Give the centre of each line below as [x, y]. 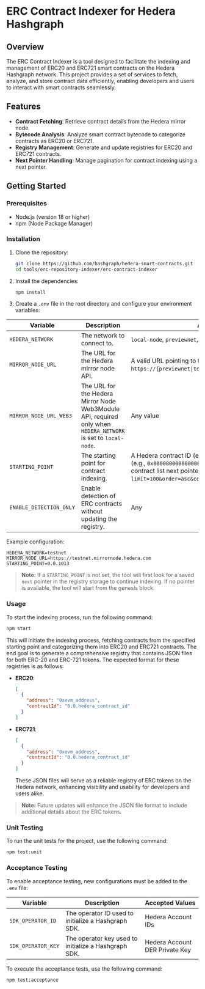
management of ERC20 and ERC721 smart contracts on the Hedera [91, 68]
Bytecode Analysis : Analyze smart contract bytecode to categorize [100, 134]
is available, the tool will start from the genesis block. [88, 588]
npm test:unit [24, 852]
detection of [98, 496]
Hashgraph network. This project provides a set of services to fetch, [92, 74]
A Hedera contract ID [161, 455]
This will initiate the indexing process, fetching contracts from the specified [101, 640]
